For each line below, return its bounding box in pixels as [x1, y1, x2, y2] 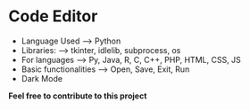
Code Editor [8, 6, 98, 27]
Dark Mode [21, 73, 63, 83]
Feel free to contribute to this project [8, 90, 147, 101]
